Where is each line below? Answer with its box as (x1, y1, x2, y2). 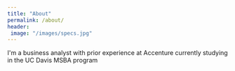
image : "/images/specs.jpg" (10, 29, 93, 37)
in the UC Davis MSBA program (7, 56, 98, 65)
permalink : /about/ (7, 17, 65, 24)
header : (7, 23, 30, 30)
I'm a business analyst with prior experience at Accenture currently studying (7, 49, 228, 57)
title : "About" (7, 10, 52, 17)
